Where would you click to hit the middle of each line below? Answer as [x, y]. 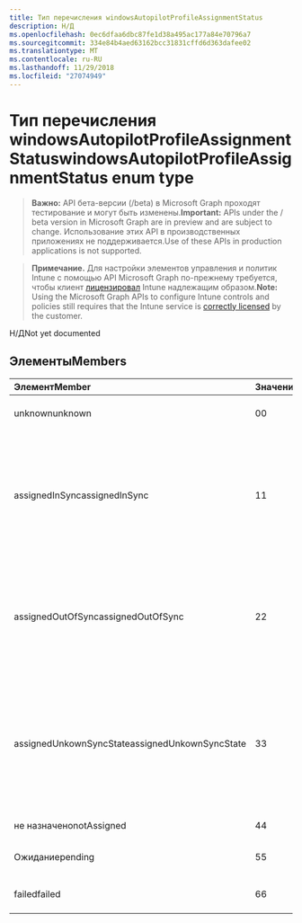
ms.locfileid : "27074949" [58, 76]
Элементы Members [68, 362]
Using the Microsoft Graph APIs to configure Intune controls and [150, 297]
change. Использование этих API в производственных [136, 231]
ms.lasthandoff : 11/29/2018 [62, 68]
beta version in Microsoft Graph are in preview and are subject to [151, 222]
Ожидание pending [54, 856]
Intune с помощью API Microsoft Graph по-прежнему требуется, [154, 277]
